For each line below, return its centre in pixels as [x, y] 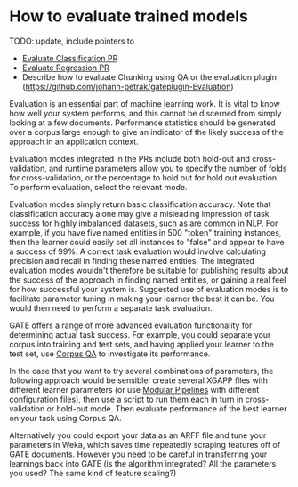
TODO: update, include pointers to [72, 41]
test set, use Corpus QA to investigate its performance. [110, 354]
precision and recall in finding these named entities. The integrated [132, 260]
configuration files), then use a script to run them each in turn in [126, 399]
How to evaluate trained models [129, 16]
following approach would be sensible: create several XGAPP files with [139, 380]
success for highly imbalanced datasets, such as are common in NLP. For [144, 223]
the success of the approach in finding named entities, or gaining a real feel [148, 279]
